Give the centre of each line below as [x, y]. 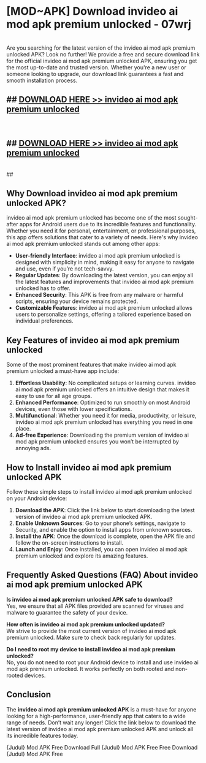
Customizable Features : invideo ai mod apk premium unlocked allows [104, 308]
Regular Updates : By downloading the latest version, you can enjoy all [104, 275]
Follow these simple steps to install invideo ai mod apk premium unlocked [99, 492]
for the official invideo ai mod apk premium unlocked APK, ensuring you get [102, 61]
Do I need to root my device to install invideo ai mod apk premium [91, 649]
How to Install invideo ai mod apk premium [89, 467]
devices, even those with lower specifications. [74, 409]
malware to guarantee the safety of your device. [67, 612]
